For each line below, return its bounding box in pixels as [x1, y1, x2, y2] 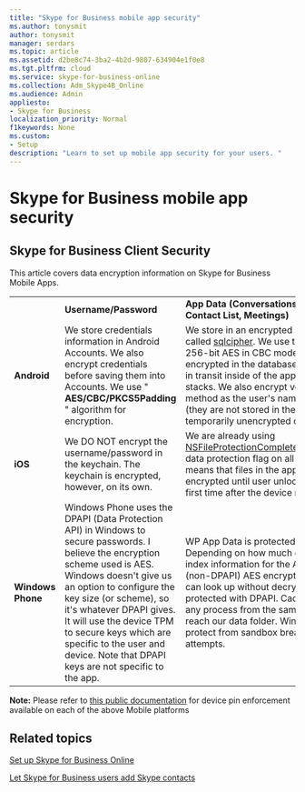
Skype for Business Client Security [9, 243, 212, 259]
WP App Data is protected [184, 535, 296, 547]
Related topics [9, 731, 93, 747]
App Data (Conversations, [184, 297, 300, 310]
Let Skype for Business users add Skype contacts [9, 772, 196, 783]
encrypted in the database [184, 357, 298, 370]
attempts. [184, 637, 226, 650]
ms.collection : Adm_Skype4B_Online [9, 81, 144, 90]
